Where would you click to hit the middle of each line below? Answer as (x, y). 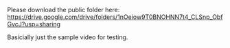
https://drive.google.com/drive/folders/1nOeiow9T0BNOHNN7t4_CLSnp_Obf (115, 17)
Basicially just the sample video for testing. (68, 37)
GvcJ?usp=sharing (34, 24)
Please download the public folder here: (64, 10)
